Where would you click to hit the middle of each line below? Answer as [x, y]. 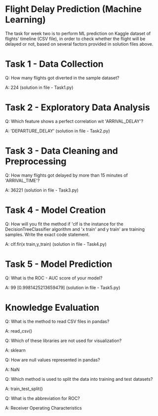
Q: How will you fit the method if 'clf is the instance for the [64, 224]
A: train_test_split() [24, 389]
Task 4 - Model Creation [56, 210]
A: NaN [12, 369]
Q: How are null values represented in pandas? [53, 360]
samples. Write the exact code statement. [47, 234]
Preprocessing [36, 161]
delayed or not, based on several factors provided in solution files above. [79, 44]
